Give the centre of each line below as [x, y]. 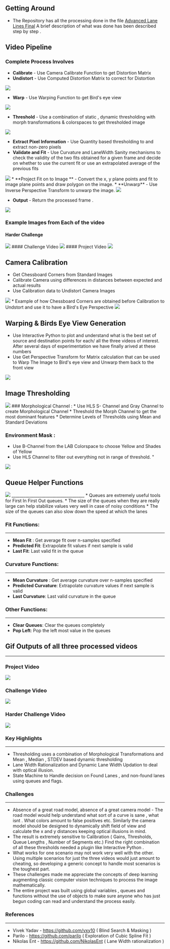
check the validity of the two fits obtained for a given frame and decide [87, 158]
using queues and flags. [38, 781]
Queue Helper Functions [44, 483]
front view [23, 368]
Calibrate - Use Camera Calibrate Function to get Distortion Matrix [82, 72]
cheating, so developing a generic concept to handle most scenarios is [86, 864]
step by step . [27, 31]
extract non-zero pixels [37, 147]
